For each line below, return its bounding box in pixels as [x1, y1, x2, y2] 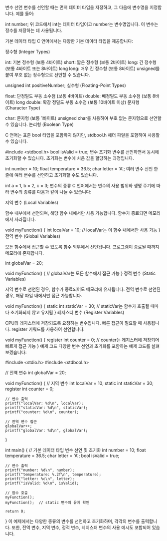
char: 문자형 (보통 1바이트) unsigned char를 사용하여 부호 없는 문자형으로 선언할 [5, 115, 162, 121]
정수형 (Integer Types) [5, 49, 50, 54]
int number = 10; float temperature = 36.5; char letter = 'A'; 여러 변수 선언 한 [5, 166, 158, 171]
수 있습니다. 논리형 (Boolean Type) [5, 121, 74, 127]
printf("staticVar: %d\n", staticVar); [5, 405, 88, 410]
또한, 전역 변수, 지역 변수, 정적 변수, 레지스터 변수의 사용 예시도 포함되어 [11, 525, 151, 531]
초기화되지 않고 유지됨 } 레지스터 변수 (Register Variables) [10, 309, 125, 315]
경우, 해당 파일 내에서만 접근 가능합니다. [5, 293, 82, 298]
